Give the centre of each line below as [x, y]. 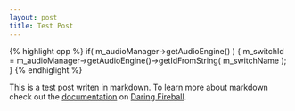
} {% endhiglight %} [46, 70]
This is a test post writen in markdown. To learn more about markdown [139, 87]
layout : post [33, 17]
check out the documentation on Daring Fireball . [98, 96]
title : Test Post [41, 26]
